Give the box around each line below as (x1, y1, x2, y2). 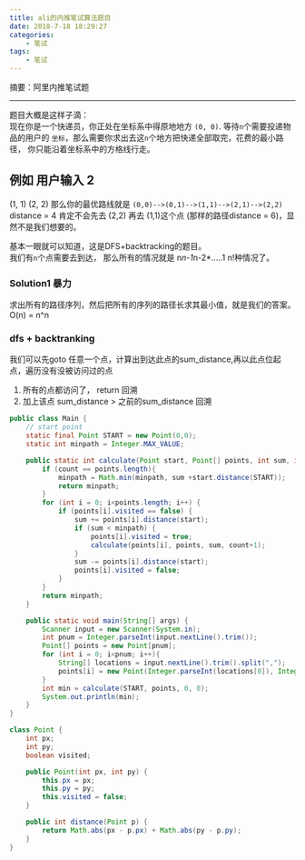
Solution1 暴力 (9, 276, 73, 289)
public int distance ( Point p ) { (25, 817, 148, 827)
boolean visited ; (25, 751, 92, 760)
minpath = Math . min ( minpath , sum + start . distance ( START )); (57, 473, 286, 482)
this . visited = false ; (42, 793, 128, 802)
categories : (9, 30, 54, 39)
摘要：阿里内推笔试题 (9, 82, 89, 92)
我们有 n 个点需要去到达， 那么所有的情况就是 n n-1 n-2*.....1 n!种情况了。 (9, 252, 275, 263)
